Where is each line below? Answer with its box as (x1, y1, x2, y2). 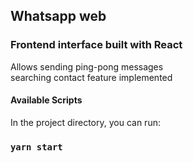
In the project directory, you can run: (10, 116, 161, 128)
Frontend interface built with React (10, 38, 183, 52)
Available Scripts (10, 94, 83, 106)
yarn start (10, 141, 63, 153)
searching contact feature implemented (10, 71, 173, 83)
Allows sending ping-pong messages (10, 60, 164, 73)
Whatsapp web (10, 8, 107, 25)
